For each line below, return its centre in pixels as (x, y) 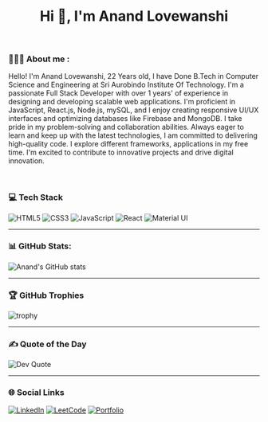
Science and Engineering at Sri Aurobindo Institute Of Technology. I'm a (126, 85)
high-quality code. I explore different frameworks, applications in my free (128, 144)
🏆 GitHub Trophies (46, 295)
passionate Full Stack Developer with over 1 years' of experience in (118, 93)
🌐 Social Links (37, 393)
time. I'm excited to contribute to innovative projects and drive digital (121, 152)
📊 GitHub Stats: (40, 246)
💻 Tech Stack (36, 197)
